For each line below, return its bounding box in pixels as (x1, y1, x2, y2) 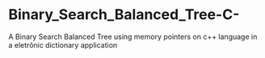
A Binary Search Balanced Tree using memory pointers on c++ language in (8, 32, 258, 41)
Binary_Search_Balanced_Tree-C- (8, 6, 240, 24)
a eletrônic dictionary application (8, 40, 118, 49)
